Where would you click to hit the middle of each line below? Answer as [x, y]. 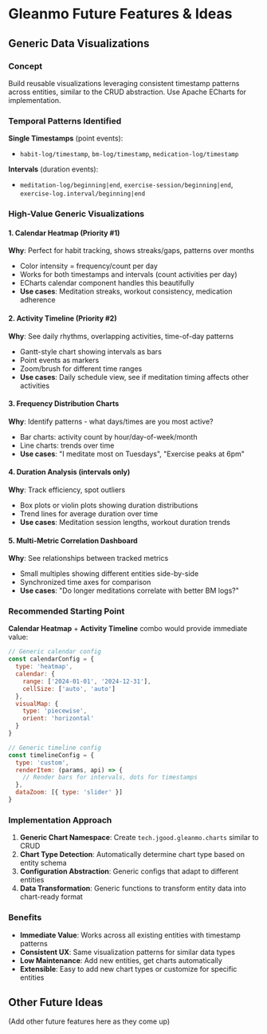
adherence [37, 300]
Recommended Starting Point [67, 611]
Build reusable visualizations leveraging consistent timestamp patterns [124, 83]
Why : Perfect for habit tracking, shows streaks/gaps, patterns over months [132, 251]
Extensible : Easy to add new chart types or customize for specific [128, 969]
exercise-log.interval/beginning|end [82, 194]
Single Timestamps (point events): [66, 138]
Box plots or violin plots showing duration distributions [109, 505]
